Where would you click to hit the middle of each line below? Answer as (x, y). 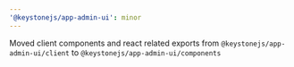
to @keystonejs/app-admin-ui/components (146, 52)
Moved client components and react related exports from (114, 43)
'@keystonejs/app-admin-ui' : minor (76, 17)
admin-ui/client (39, 53)
